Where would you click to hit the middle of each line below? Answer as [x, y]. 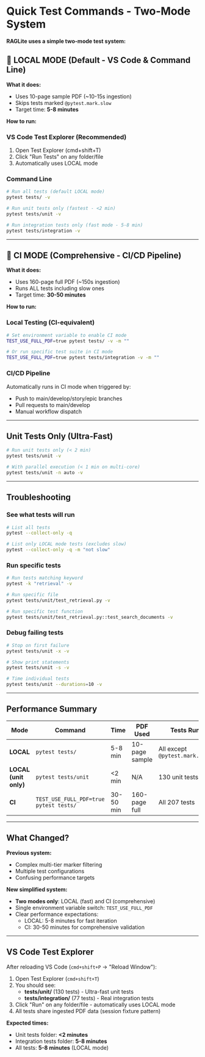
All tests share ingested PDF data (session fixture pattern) [88, 1011]
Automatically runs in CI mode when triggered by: [69, 386]
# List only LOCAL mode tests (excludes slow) [67, 544]
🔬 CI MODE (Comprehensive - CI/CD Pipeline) [94, 255]
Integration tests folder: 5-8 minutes [61, 1041]
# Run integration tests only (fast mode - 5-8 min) [75, 225]
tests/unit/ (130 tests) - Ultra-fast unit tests [79, 991]
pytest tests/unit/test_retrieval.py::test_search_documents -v [90, 617]
